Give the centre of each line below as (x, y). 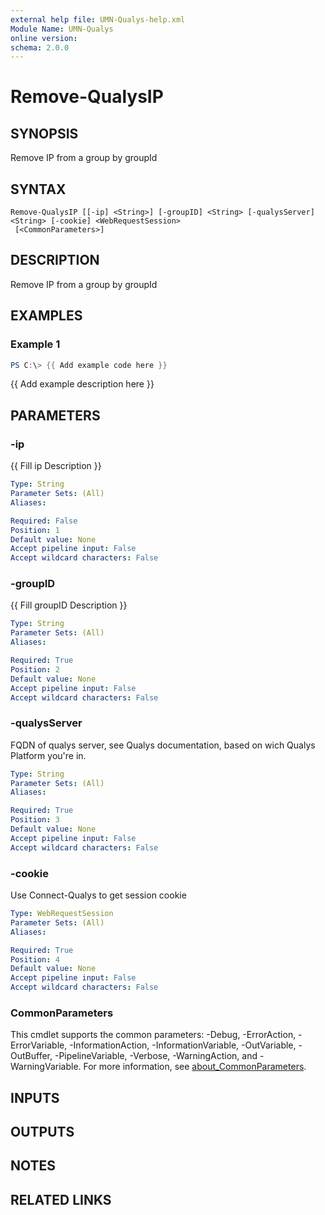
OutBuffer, (31, 1056)
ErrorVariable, (39, 1045)
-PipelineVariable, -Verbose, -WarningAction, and (156, 1056)
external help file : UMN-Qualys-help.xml (98, 19)
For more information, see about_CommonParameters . (195, 1067)
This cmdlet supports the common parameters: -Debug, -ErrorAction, (153, 1035)
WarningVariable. (46, 1067)
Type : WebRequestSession (62, 914)
